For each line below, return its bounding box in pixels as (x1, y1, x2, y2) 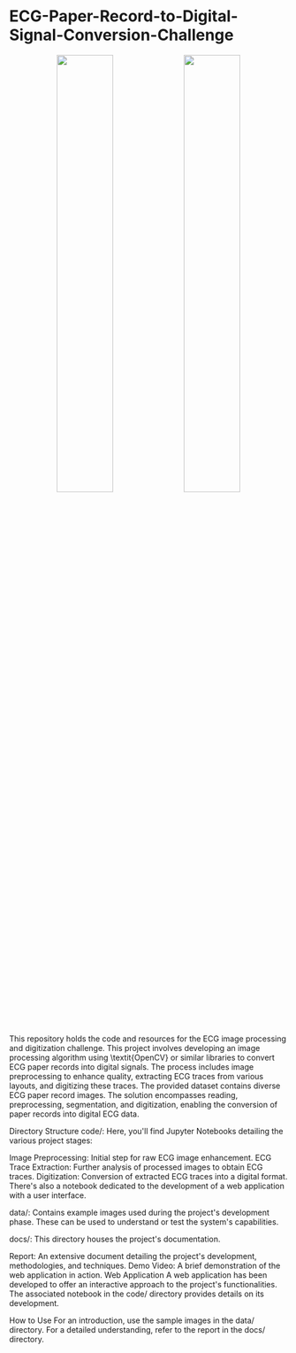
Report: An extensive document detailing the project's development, (9, 1250, 258, 1261)
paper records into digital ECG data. (9, 1109, 140, 1119)
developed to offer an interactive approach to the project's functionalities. (9, 1279, 277, 1289)
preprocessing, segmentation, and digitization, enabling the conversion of (9, 1099, 278, 1109)
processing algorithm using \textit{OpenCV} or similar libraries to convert (9, 1052, 276, 1063)
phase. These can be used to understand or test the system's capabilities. (9, 1216, 279, 1227)
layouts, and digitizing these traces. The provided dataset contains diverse (9, 1080, 281, 1091)
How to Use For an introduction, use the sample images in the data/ (9, 1315, 254, 1326)
